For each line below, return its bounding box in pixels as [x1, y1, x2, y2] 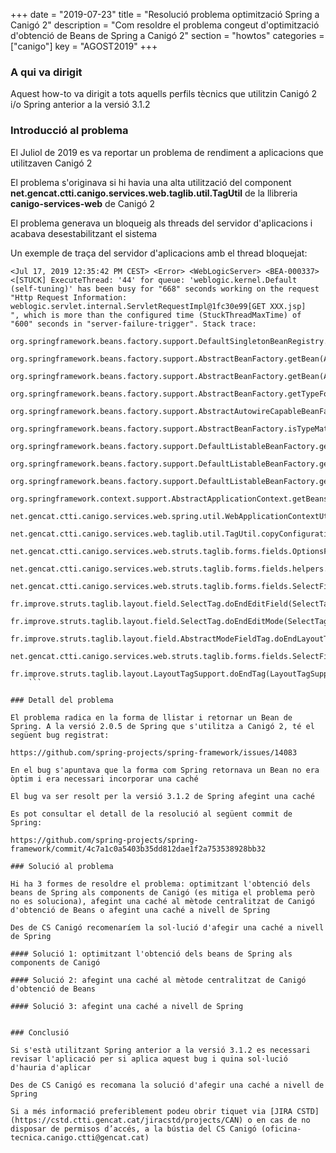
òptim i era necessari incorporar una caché [10, 774, 199, 784]
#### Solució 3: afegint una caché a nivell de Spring [10, 1001, 244, 1011]
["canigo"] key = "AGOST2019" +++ [10, 40, 158, 52]
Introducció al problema [10, 124, 129, 138]
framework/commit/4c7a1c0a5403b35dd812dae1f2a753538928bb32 [10, 844, 267, 854]
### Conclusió [10, 1027, 70, 1038]
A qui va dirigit [10, 65, 83, 79]
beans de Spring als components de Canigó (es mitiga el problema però [10, 887, 315, 898]
